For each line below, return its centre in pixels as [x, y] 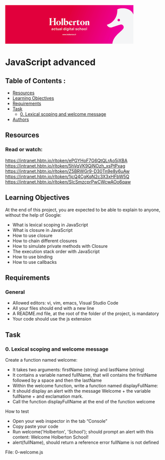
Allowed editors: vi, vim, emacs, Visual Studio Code [65, 303]
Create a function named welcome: [41, 360]
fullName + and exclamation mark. [48, 396]
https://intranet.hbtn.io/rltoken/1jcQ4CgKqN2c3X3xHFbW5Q [67, 176]
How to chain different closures [45, 241]
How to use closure [32, 235]
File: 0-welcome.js [24, 452]
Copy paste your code [35, 426]
